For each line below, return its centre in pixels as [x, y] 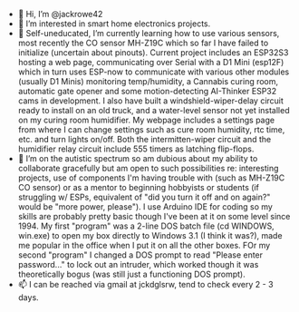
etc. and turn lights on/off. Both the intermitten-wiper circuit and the [145, 139]
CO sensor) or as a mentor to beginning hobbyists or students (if [139, 187]
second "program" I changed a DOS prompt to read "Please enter [140, 255]
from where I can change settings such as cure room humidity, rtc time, [151, 130]
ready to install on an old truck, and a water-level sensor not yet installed [154, 110]
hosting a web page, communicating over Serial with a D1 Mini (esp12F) [151, 62]
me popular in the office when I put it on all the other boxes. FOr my [144, 245]
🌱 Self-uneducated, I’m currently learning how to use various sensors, [149, 33]
